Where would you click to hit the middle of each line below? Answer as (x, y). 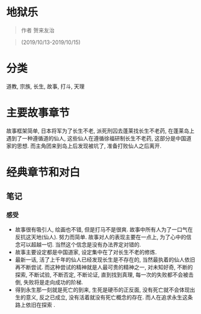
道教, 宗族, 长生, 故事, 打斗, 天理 (45, 86)
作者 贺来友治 (38, 30)
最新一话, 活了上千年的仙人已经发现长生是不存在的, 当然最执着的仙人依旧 (105, 259)
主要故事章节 (38, 113)
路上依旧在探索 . (35, 304)
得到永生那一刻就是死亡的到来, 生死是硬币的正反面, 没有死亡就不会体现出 (105, 289)
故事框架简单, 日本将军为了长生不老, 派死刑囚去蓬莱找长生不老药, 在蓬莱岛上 (100, 131)
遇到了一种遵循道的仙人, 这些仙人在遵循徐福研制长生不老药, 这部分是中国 (96, 138)
